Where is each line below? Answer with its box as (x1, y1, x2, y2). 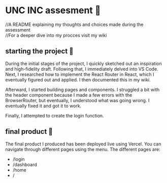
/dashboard (12, 161, 37, 167)
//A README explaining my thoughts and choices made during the (5, 21, 144, 27)
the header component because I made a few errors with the (5, 91, 132, 98)
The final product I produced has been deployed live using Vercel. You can (5, 141, 161, 147)
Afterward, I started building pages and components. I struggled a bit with (5, 86, 160, 93)
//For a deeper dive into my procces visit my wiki (5, 32, 107, 38)
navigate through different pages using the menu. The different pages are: (5, 146, 161, 152)
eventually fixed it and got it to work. (5, 103, 82, 109)
